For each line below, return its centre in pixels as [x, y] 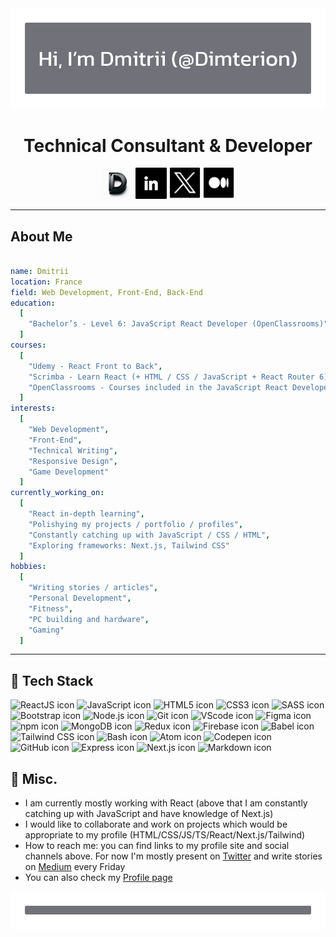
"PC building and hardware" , [89, 619]
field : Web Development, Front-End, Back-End [106, 292]
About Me [41, 236]
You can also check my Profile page [98, 878]
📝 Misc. [34, 778]
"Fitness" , [51, 608]
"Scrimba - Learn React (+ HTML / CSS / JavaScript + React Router [171, 377]
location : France [46, 282]
